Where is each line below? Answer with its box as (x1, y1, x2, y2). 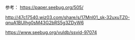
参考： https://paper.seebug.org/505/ (5, 4, 84, 10)
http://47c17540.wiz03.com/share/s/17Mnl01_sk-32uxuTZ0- (5, 14, 130, 20)
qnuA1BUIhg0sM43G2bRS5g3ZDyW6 (5, 19, 84, 25)
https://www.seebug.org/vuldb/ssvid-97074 (5, 29, 97, 35)
